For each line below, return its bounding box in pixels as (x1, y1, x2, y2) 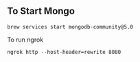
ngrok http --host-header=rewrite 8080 (7, 48, 121, 55)
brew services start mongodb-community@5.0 (7, 23, 134, 30)
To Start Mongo (7, 5, 75, 17)
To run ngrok (7, 35, 44, 44)
